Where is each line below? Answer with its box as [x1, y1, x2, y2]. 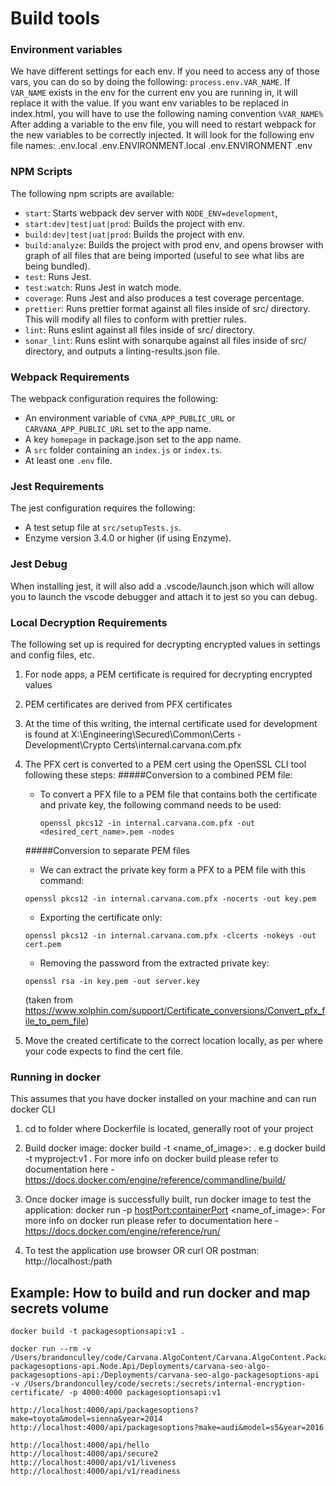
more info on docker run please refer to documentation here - [24, 1215, 280, 1227]
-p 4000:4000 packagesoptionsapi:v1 [68, 1388, 222, 1398]
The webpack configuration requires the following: [10, 393, 219, 405]
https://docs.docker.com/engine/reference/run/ [24, 1225, 221, 1237]
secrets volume [10, 1300, 109, 1317]
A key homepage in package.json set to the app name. [24, 433, 242, 446]
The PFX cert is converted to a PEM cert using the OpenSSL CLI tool [24, 758, 307, 770]
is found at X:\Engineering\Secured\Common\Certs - [24, 728, 242, 740]
